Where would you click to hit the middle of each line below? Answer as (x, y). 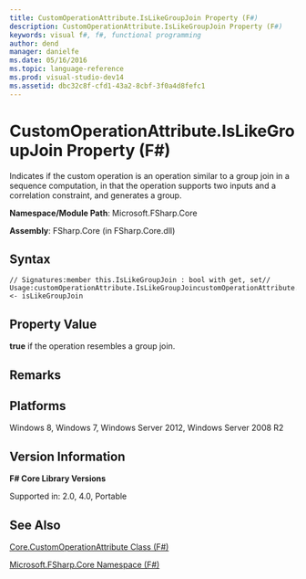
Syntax (30, 259)
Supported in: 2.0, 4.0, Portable (68, 496)
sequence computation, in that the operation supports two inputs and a (143, 185)
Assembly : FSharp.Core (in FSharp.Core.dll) (92, 230)
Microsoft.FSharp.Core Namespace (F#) (85, 565)
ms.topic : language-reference (67, 69)
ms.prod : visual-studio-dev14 (67, 78)
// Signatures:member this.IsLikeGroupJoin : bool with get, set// (140, 280)
